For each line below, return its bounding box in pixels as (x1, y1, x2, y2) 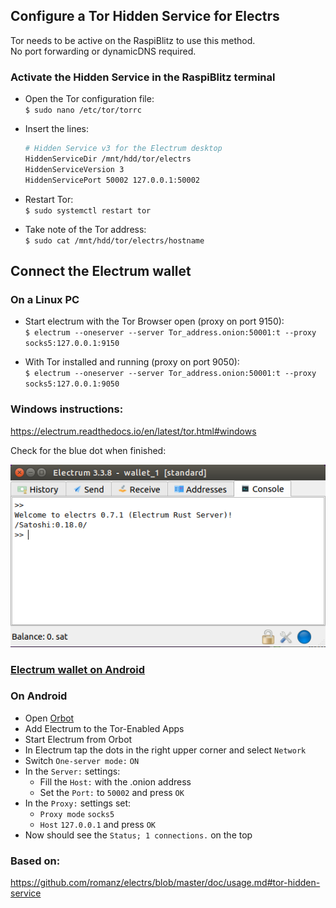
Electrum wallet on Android (10, 662, 146, 676)
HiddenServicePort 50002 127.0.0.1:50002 (24, 175, 200, 185)
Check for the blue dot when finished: (10, 444, 167, 456)
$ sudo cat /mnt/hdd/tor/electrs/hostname (24, 235, 205, 246)
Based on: (10, 854, 61, 868)
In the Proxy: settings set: (24, 797, 132, 809)
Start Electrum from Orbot (24, 733, 133, 745)
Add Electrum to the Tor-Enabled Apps (24, 722, 185, 734)
